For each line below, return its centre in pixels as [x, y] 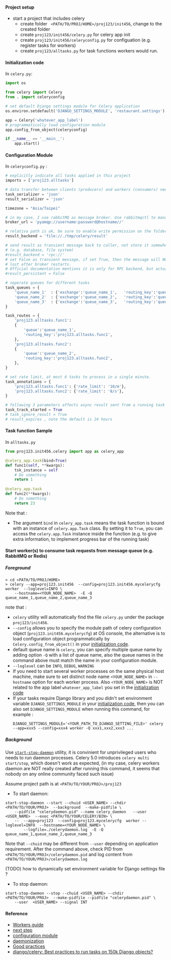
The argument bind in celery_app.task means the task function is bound [88, 523]
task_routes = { [22, 316]
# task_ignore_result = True [36, 415]
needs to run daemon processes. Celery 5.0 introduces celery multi [77, 758]
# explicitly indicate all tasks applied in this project [68, 176]
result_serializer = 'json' [35, 199]
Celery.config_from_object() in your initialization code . [71, 644]
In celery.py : [19, 74]
